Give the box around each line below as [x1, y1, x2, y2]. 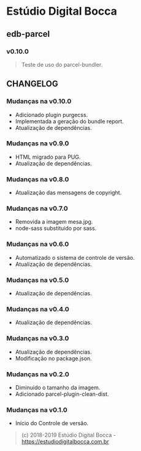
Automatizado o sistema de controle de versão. [15, 254, 135, 261]
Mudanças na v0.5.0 [6, 276, 69, 284]
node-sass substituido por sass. [15, 225, 97, 232]
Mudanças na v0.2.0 [6, 370, 69, 378]
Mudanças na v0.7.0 [6, 204, 69, 213]
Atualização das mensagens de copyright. [15, 189, 122, 197]
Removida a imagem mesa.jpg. [15, 218, 93, 225]
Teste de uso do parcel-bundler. [21, 61, 103, 68]
